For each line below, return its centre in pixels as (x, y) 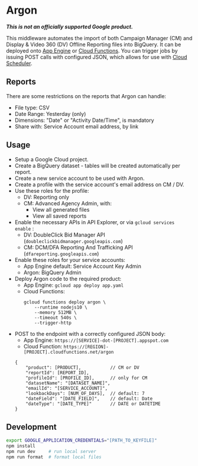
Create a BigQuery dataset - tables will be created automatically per (97, 166)
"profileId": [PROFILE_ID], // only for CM (87, 378)
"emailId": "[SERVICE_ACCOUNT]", (67, 388)
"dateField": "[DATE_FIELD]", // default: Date (89, 399)
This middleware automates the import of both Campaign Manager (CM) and (99, 38)
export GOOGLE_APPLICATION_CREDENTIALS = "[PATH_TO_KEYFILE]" (82, 441)
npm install (21, 446)
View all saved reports (59, 216)
